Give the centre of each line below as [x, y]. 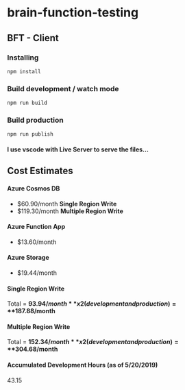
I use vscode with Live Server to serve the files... [78, 149]
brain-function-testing [73, 13]
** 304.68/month [33, 349]
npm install [24, 71]
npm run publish [30, 134]
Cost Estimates [40, 171]
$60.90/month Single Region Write [67, 204]
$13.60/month [37, 242]
